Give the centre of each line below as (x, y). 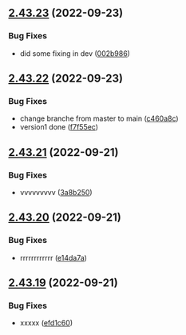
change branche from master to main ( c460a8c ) (99, 118)
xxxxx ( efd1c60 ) (46, 323)
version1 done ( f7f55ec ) (59, 127)
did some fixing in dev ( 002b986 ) (75, 53)
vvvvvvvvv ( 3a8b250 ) (56, 193)
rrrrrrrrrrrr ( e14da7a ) (53, 257)
